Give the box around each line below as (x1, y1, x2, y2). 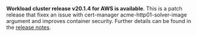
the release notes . (6, 24, 51, 31)
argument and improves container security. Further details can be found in (6, 18, 192, 24)
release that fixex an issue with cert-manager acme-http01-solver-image (6, 11, 187, 18)
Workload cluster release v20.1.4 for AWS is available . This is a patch (6, 5, 182, 12)
